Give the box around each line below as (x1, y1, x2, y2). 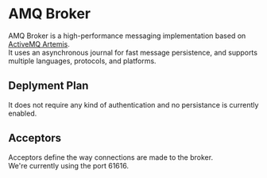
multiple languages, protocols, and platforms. (8, 56, 157, 66)
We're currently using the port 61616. (8, 161, 130, 170)
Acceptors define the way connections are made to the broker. (8, 152, 213, 162)
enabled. (8, 108, 37, 118)
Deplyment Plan (8, 79, 89, 93)
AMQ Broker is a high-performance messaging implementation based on (8, 31, 246, 40)
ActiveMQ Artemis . (8, 39, 70, 48)
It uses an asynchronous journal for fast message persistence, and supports (8, 47, 258, 57)
